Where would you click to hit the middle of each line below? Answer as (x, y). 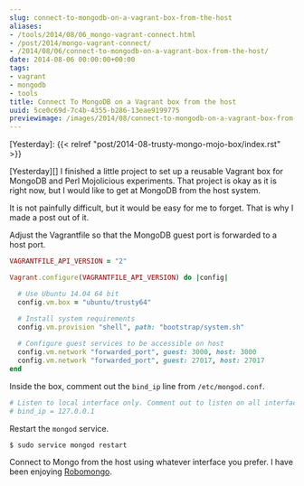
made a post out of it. (49, 218)
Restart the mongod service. (59, 428)
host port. (28, 245)
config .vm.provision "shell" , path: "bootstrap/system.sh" (131, 327)
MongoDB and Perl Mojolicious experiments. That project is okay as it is (143, 181)
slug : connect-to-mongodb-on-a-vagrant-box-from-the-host (121, 18)
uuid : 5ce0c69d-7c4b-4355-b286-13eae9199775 (95, 110)
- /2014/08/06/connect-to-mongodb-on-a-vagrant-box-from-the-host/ (139, 51)
